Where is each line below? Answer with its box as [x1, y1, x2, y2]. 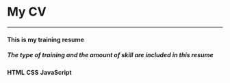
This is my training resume [7, 35, 84, 44]
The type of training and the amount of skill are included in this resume [7, 51, 214, 59]
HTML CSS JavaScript [7, 68, 72, 76]
